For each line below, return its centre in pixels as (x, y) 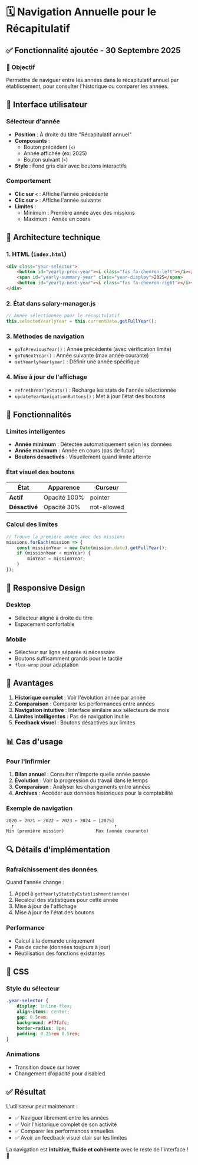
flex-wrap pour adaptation (47, 664)
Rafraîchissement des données (52, 869)
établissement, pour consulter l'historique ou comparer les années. (88, 86)
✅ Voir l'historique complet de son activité (66, 1124)
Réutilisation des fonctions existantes (60, 953)
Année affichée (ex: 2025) (55, 153)
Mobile (16, 639)
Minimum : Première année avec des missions (79, 212)
